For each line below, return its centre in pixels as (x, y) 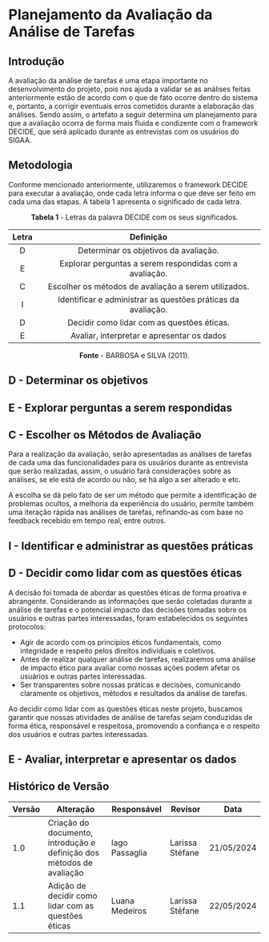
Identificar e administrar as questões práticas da (149, 300)
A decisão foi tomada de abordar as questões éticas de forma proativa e (127, 592)
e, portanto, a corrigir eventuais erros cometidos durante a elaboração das (131, 106)
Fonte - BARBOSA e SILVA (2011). (134, 355)
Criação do (68, 823)
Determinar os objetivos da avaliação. (149, 250)
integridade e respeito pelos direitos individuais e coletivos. (118, 650)
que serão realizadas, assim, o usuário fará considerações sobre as (120, 471)
